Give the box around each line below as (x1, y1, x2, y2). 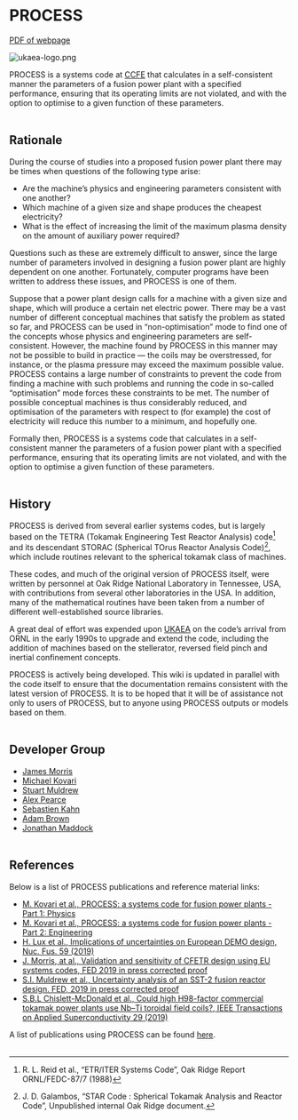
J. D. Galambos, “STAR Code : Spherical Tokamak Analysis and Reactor (21, 1091, 283, 1101)
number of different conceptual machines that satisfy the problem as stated (9, 312, 286, 323)
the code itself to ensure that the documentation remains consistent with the (9, 678, 288, 689)
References (9, 858, 74, 873)
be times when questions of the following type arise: (9, 165, 201, 176)
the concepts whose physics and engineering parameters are (9, 331, 233, 341)
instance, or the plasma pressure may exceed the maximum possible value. (9, 359, 285, 370)
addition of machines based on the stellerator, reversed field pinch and (9, 642, 268, 653)
